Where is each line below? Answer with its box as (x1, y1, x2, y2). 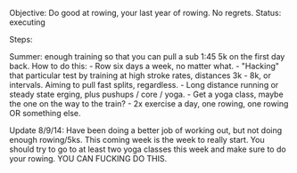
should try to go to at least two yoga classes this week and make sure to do (9, 144, 287, 154)
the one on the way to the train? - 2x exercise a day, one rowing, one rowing (9, 98, 289, 109)
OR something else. (9, 108, 82, 118)
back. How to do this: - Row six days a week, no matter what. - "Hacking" (9, 61, 279, 71)
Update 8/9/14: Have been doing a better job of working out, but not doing (9, 125, 283, 136)
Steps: (9, 35, 33, 44)
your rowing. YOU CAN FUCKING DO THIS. (9, 153, 168, 163)
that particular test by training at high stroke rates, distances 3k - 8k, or (9, 70, 272, 81)
